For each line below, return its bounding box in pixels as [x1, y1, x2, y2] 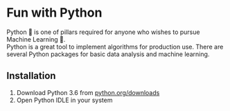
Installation [6, 70, 56, 82]
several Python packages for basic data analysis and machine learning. [6, 50, 210, 58]
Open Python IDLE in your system [16, 96, 113, 104]
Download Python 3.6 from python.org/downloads [16, 88, 160, 96]
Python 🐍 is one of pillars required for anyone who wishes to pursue [6, 28, 200, 36]
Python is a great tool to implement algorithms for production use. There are [6, 42, 224, 51]
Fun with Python [6, 5, 103, 21]
